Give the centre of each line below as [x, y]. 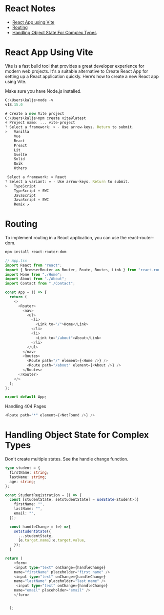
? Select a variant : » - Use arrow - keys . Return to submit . [68, 181]
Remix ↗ [21, 205]
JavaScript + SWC [31, 200]
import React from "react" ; [34, 265]
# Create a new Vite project [35, 113]
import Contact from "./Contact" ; [40, 283]
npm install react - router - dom [36, 252]
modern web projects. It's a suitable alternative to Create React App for [77, 71]
